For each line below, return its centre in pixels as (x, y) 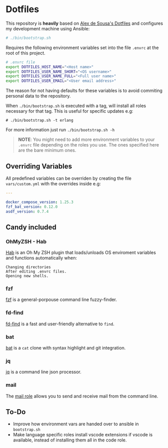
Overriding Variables (39, 166)
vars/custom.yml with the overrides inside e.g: (53, 184)
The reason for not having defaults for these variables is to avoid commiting (84, 91)
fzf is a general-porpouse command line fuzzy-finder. (61, 300)
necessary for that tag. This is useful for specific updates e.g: (70, 111)
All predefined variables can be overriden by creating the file (69, 178)
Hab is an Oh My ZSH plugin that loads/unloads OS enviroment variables (81, 253)
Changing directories (28, 267)
